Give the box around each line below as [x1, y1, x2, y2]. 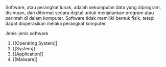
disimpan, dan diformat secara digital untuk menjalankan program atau [5, 10, 154, 16]
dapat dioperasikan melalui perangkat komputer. [5, 20, 107, 26]
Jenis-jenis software [5, 30, 49, 36]
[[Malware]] [12, 56, 38, 62]
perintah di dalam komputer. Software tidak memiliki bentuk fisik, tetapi [5, 15, 155, 21]
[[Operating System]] [12, 40, 58, 46]
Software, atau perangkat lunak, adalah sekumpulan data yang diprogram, [5, 5, 161, 10]
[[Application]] [12, 51, 43, 57]
